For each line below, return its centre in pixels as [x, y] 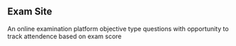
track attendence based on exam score [64, 36]
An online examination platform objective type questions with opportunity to [118, 28]
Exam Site [30, 12]
